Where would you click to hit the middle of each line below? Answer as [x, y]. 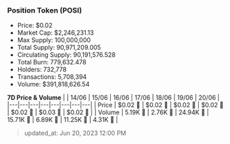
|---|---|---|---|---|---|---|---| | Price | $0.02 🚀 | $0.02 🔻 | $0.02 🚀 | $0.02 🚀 [115, 105]
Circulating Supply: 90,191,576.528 [66, 55]
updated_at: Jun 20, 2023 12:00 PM [75, 133]
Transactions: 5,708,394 [52, 77]
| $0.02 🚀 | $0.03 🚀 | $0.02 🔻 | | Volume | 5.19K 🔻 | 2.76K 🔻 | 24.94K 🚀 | [108, 112]
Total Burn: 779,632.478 [52, 62]
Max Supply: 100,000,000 [54, 40]
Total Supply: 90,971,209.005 [59, 48]
